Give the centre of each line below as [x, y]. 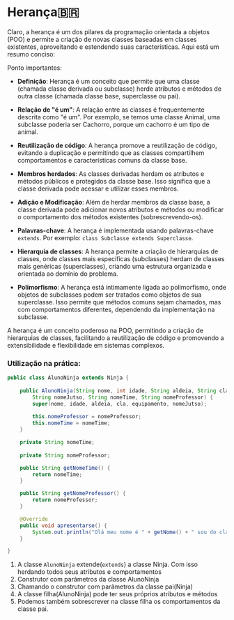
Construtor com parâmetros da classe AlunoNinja [88, 580]
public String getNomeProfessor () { [73, 494]
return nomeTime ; [57, 474]
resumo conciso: [31, 54]
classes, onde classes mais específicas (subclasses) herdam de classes [121, 258]
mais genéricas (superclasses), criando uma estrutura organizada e [114, 266]
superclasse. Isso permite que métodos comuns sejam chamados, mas [119, 302]
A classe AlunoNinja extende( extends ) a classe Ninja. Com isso [108, 564]
